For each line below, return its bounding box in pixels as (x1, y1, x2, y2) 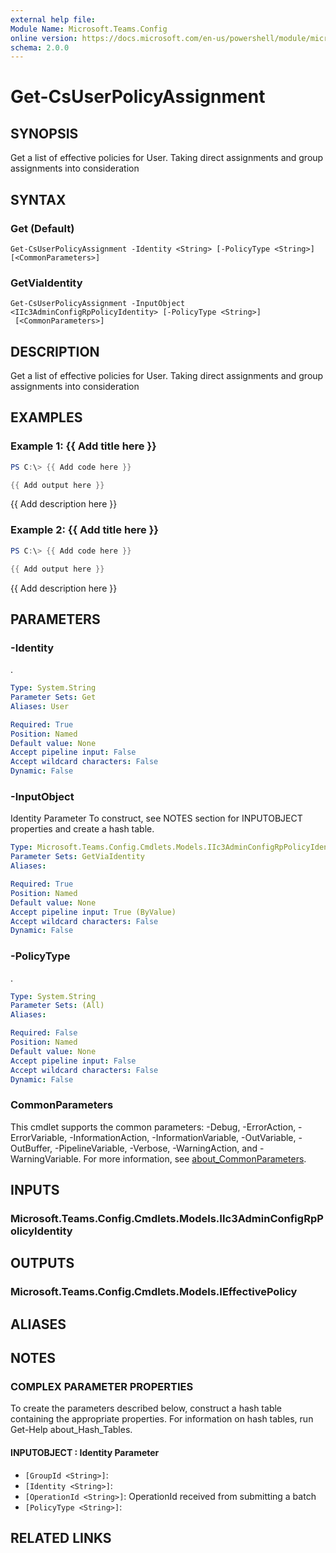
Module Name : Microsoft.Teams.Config (10, 24, 168, 34)
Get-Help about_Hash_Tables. (10, 1424, 133, 1436)
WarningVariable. (10, 1152, 82, 1165)
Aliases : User (10, 701, 70, 711)
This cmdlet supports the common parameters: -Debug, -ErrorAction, (10, 1121, 297, 1133)
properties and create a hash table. (10, 823, 155, 835)
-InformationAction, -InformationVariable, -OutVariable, (69, 1131, 297, 1143)
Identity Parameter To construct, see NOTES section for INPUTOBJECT (10, 812, 303, 825)
